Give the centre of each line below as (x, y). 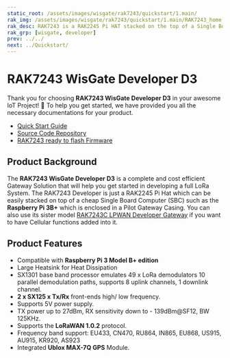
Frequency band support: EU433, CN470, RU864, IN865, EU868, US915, (119, 333)
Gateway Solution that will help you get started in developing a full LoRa (108, 186)
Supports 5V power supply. (55, 304)
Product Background (52, 162)
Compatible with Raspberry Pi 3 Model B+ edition (88, 260)
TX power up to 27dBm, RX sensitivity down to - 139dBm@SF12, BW (113, 311)
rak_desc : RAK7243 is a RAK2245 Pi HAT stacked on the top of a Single (111, 26)
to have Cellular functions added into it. (63, 222)
